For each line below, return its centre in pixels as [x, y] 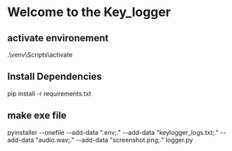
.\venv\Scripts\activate [40, 55]
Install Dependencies [54, 77]
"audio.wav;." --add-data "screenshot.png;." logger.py [114, 140]
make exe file [37, 116]
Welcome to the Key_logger [89, 12]
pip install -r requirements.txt [49, 93]
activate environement [58, 38]
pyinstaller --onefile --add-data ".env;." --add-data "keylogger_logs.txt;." [113, 132]
